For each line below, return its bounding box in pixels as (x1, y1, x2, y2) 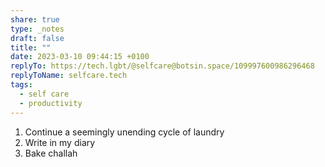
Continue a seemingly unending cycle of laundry (24, 126, 225, 138)
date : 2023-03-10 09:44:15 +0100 (10, 52, 150, 62)
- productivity (19, 98, 83, 108)
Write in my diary (24, 136, 96, 148)
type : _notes (10, 24, 65, 34)
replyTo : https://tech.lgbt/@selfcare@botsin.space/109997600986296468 (10, 61, 315, 71)
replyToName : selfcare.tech (10, 71, 128, 81)
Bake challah (24, 147, 78, 159)
